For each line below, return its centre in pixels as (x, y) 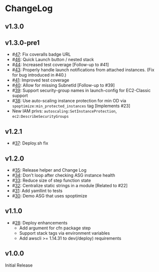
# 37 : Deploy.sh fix (30, 143)
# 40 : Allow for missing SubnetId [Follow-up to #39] (63, 85)
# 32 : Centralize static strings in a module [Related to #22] (70, 186)
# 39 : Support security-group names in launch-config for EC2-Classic (81, 91)
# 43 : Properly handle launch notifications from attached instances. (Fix (83, 70)
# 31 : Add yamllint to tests (37, 191)
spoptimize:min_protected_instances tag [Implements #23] (71, 106)
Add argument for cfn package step (55, 228)
